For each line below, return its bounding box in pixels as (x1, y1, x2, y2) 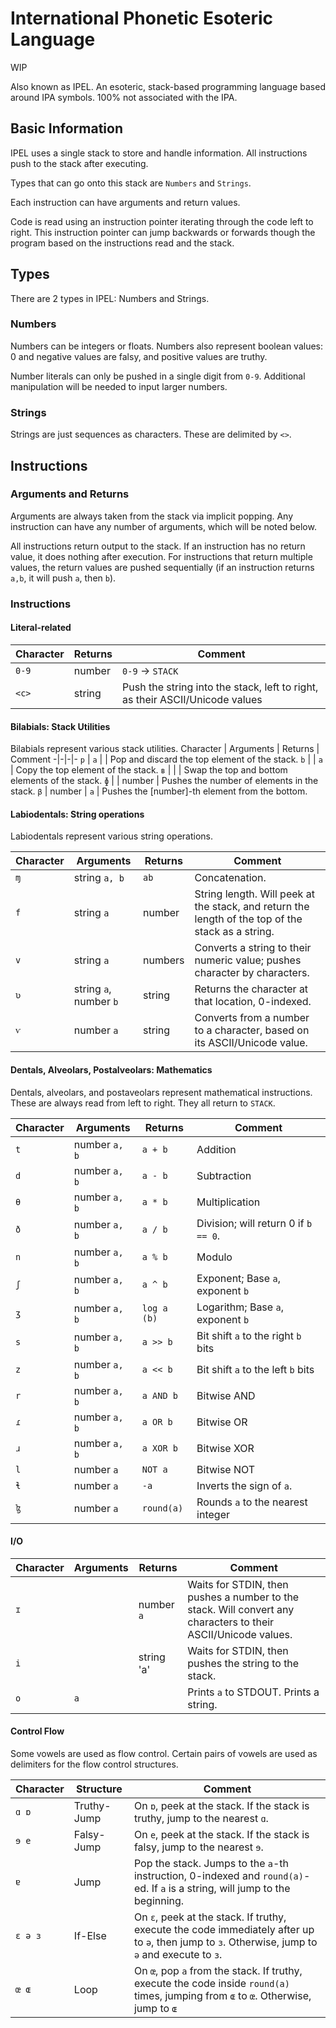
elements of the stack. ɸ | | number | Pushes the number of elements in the (10, 775, 319, 787)
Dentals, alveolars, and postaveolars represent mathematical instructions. (10, 1086, 313, 1098)
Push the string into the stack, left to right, (122, 680, 319, 694)
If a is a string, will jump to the (151, 1881, 291, 1895)
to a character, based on (194, 1023, 310, 1037)
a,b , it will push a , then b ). (10, 572, 117, 584)
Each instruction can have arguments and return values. (10, 196, 241, 208)
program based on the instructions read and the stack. (10, 237, 235, 249)
